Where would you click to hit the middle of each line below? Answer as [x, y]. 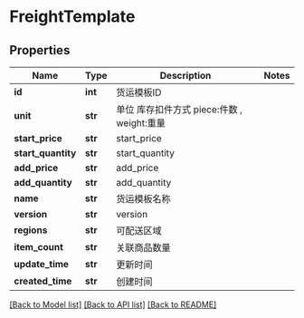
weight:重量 [141, 123]
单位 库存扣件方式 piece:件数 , [179, 109]
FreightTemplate [72, 17]
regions [31, 230]
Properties [40, 50]
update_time [42, 264]
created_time [43, 281]
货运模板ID [139, 92]
